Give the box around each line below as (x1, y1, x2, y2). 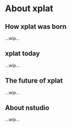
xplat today (5, 49, 40, 58)
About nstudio (5, 104, 50, 112)
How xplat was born (5, 22, 67, 31)
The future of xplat (5, 77, 63, 85)
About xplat (5, 3, 53, 14)
